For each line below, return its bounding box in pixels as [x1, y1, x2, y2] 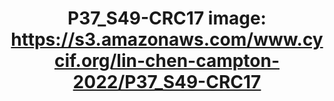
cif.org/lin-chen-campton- [53, 50, 281, 72]
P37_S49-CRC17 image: [67, 7, 267, 30]
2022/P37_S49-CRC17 [72, 71, 262, 94]
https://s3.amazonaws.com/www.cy [10, 28, 324, 51]
